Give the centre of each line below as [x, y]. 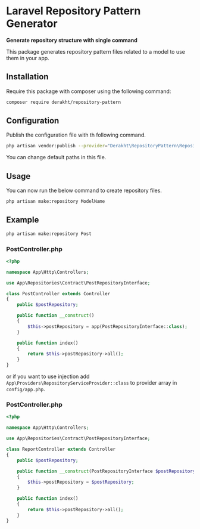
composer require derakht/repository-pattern [63, 102]
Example [23, 220]
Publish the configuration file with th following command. [76, 135]
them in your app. [28, 58]
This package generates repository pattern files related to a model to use [96, 51]
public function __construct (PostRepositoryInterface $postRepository [106, 471]
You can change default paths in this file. [56, 157]
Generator [32, 24]
